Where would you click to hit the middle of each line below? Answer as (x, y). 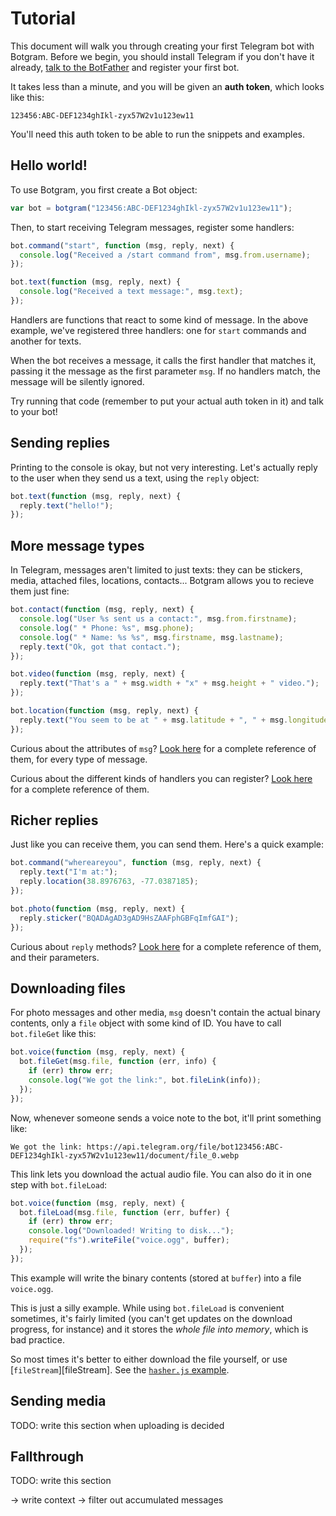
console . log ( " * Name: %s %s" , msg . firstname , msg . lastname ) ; (151, 637)
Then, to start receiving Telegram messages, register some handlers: (152, 227)
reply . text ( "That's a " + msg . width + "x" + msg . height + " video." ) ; (169, 683)
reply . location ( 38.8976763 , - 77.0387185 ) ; (109, 882)
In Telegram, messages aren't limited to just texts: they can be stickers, (156, 570)
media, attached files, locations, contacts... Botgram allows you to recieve (162, 581)
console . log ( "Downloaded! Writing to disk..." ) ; (131, 1231)
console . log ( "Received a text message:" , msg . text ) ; (131, 292)
